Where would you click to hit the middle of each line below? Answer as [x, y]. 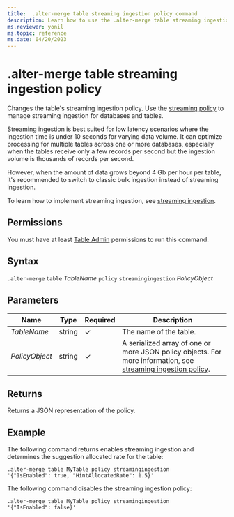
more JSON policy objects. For [172, 352]
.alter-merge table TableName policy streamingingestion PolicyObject [110, 278]
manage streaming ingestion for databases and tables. [85, 116]
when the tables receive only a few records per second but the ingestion [111, 151]
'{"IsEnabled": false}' [42, 508]
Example [26, 432]
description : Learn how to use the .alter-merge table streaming [104, 20]
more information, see [158, 360]
